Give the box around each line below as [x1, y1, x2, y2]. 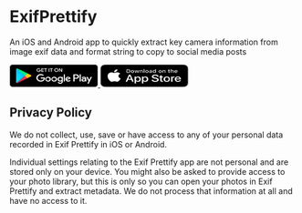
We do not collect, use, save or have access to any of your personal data [9, 129, 284, 140]
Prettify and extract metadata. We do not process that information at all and [9, 185, 294, 197]
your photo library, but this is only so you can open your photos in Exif [9, 176, 273, 187]
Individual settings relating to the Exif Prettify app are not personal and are [9, 157, 289, 167]
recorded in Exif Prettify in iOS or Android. [9, 138, 167, 149]
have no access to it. [9, 195, 88, 206]
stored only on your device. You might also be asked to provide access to [9, 166, 286, 177]
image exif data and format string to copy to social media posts [9, 46, 247, 56]
